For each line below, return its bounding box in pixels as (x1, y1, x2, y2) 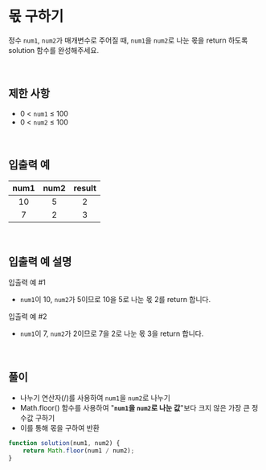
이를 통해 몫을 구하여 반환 (19, 423, 100, 433)
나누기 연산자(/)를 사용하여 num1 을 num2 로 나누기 (19, 393, 171, 403)
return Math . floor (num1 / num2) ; (23, 447, 135, 455)
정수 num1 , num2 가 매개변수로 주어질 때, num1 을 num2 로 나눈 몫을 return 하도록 (8, 35, 248, 45)
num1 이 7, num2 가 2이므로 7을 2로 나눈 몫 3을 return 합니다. (19, 329, 204, 338)
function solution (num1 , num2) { (8, 439, 121, 448)
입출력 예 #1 (8, 278, 46, 288)
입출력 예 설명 (8, 255, 72, 268)
